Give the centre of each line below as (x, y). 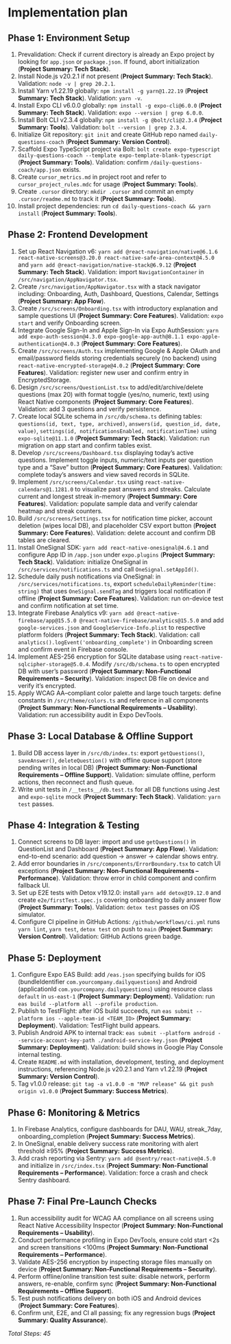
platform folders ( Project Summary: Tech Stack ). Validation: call (109, 635)
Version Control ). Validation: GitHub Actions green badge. (100, 936)
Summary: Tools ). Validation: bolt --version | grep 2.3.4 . (102, 127)
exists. (72, 170)
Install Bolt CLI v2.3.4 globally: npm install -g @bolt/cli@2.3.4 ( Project (120, 120)
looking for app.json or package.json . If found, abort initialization (108, 62)
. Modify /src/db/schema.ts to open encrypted (154, 663)
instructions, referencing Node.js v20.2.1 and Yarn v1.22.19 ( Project (112, 1069)
